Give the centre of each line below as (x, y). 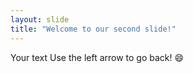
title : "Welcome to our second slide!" (93, 29)
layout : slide (40, 19)
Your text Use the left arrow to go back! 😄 (97, 57)
